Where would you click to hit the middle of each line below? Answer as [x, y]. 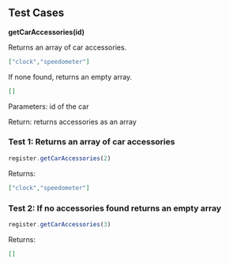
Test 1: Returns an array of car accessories [92, 142]
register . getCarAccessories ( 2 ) [60, 158]
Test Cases [36, 13]
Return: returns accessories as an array [72, 121]
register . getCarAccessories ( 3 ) [60, 224]
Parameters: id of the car [49, 106]
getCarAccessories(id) [47, 32]
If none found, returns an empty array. [70, 77]
